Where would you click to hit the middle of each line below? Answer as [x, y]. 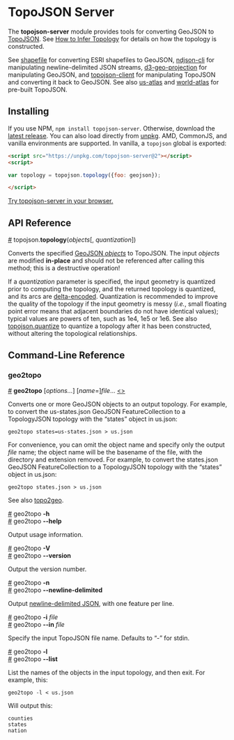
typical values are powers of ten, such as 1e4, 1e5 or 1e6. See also [103, 319]
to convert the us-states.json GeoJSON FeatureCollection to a [97, 411]
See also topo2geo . [36, 500]
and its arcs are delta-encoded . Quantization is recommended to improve [113, 297]
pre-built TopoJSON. [38, 89]
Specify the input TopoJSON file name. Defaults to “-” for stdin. [99, 638]
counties [21, 718]
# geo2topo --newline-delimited [55, 590]
